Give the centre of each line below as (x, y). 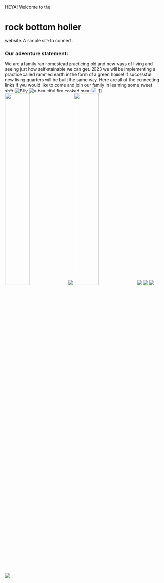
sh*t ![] (54, 91)
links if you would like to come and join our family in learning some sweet (79, 85)
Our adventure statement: (37, 53)
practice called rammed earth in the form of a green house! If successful (78, 75)
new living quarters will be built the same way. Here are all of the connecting (82, 80)
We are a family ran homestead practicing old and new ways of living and (79, 64)
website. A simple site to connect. (39, 40)
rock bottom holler (43, 27)
